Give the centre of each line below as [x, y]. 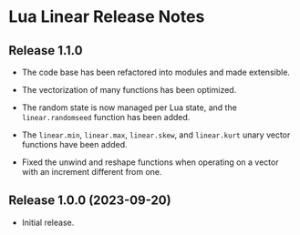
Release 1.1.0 [46, 51]
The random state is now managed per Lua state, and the [129, 107]
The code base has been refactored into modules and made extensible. [156, 72]
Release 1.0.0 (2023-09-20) [90, 201]
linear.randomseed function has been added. [106, 117]
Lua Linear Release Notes [107, 17]
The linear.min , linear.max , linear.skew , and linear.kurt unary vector [156, 135]
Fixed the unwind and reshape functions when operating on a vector [150, 162]
